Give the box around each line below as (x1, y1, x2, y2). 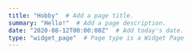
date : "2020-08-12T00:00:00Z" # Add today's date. (8, 26, 184, 34)
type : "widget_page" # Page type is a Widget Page (8, 33, 184, 42)
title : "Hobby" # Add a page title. (8, 11, 134, 20)
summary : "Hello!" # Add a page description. (8, 19, 166, 27)
